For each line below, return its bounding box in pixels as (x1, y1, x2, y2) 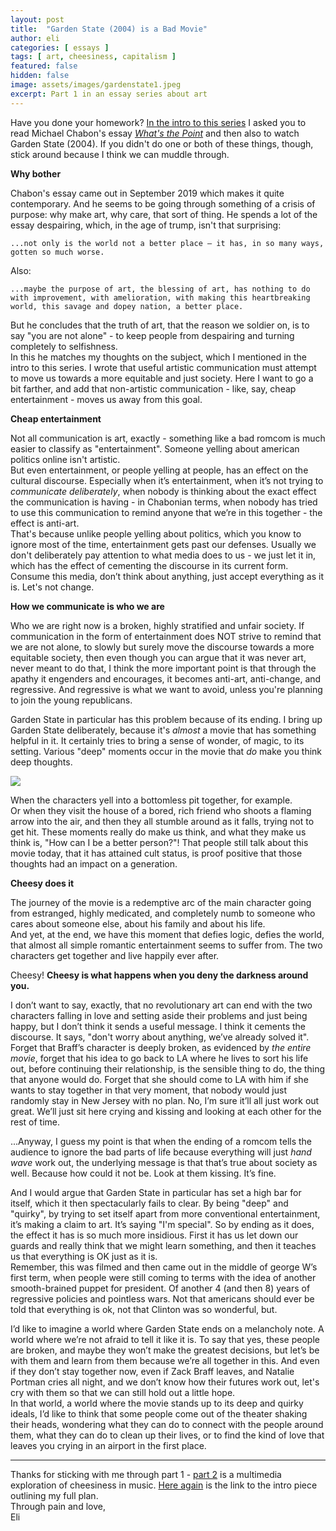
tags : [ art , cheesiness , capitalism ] (10, 52, 177, 62)
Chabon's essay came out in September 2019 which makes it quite (10, 187, 285, 199)
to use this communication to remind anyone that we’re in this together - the (10, 506, 323, 518)
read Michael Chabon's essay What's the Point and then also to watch (10, 127, 300, 139)
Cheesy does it (10, 877, 75, 889)
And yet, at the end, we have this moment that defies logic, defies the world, (10, 928, 325, 940)
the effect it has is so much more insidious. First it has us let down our (10, 1229, 299, 1241)
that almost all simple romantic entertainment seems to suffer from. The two (10, 939, 323, 951)
